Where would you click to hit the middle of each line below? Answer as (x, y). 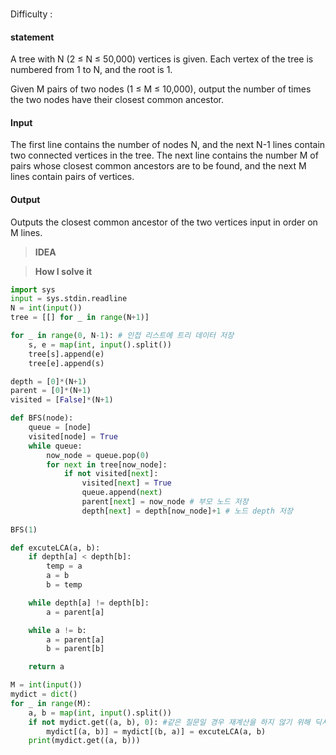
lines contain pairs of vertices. (72, 177)
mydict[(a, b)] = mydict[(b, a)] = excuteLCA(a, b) (156, 731)
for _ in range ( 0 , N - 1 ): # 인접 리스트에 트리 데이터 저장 (122, 336)
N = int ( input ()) (46, 308)
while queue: (55, 446)
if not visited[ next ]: (111, 474)
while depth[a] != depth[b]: (89, 603)
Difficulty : (31, 14)
